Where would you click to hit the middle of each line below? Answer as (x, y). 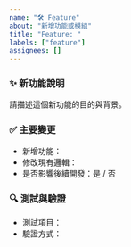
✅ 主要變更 (33, 130)
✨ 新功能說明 (37, 84)
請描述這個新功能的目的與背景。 (68, 104)
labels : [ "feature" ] (48, 42)
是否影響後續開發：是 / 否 (69, 173)
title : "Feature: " (45, 34)
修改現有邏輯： (49, 162)
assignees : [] (36, 51)
